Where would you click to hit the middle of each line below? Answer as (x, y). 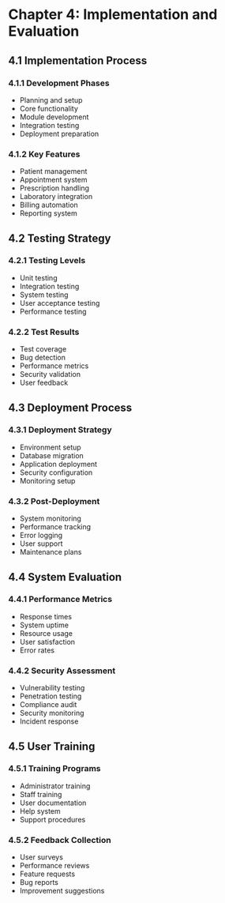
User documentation (53, 803)
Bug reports (39, 882)
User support (41, 544)
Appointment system (53, 180)
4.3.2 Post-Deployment (54, 501)
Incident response (49, 721)
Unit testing (38, 277)
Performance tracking (55, 527)
